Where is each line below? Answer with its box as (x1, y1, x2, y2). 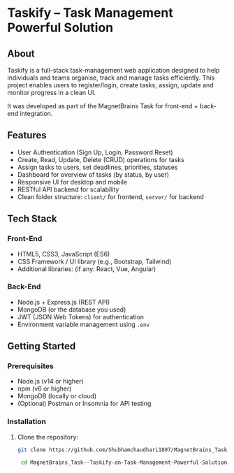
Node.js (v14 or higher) (17, 377, 84, 386)
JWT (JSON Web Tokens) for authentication (17, 312, 145, 321)
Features (7, 129, 47, 141)
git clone (17, 446, 47, 453)
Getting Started (7, 340, 76, 352)
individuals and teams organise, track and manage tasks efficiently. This (7, 73, 215, 82)
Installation (7, 417, 47, 427)
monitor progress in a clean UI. (7, 89, 96, 96)
